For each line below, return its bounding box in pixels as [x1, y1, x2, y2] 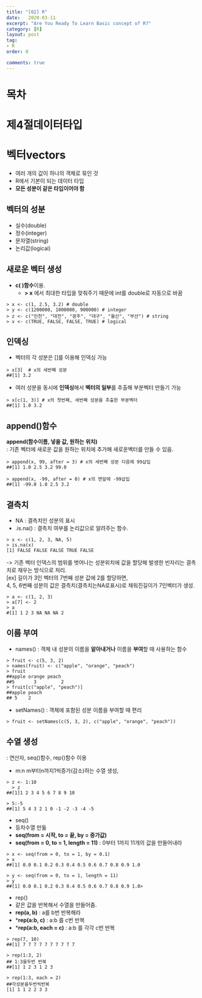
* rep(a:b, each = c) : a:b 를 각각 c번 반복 [15, 924, 115, 931]
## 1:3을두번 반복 [6, 958, 47, 964]
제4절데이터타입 [6, 118, 83, 132]
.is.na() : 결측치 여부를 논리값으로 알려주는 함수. [15, 525, 129, 531]
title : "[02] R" [6, 9, 48, 15]
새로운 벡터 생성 [6, 264, 62, 275]
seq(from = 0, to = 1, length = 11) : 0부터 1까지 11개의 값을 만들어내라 [15, 839, 182, 846]
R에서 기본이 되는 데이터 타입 [15, 177, 84, 184]
